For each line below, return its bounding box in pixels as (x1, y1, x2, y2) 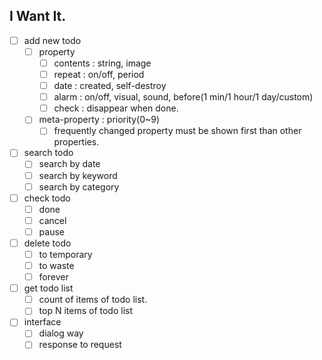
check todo (23, 192, 71, 204)
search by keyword (38, 169, 118, 181)
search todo (23, 147, 74, 159)
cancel (38, 214, 67, 226)
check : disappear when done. (53, 102, 179, 114)
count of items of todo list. (38, 294, 148, 306)
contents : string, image (53, 57, 152, 69)
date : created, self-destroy (53, 80, 167, 92)
